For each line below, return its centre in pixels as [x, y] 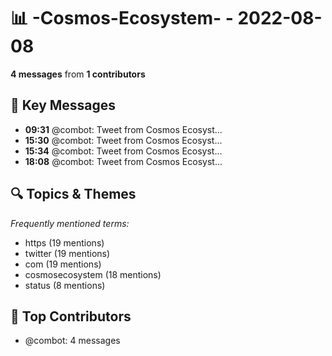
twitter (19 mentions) [67, 253]
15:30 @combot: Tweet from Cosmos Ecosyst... [123, 140]
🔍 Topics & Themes [73, 194]
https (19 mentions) [64, 242]
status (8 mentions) [65, 285]
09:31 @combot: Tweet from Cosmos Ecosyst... [123, 129]
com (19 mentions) [63, 264]
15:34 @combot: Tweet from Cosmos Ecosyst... [123, 151]
